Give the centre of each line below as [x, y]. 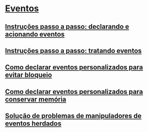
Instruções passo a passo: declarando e [67, 27]
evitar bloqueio [29, 75]
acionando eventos [35, 34]
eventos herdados [33, 123]
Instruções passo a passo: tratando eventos [74, 51]
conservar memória [36, 99]
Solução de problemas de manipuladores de [73, 116]
